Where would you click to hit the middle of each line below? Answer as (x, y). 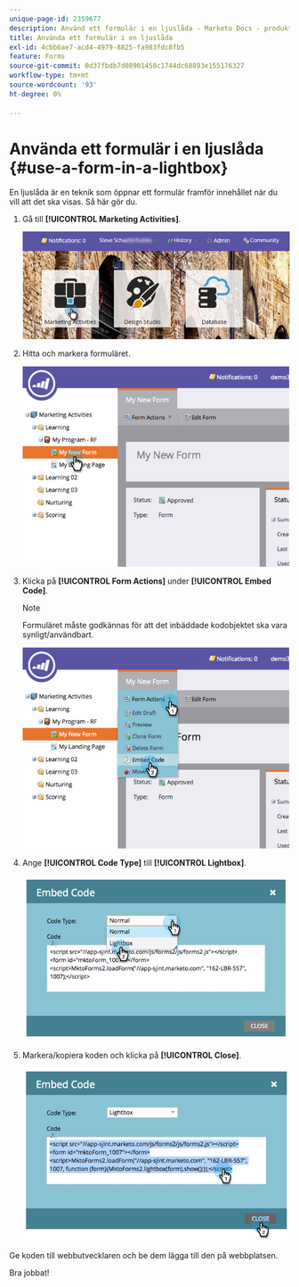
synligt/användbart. (58, 635)
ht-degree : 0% (36, 94)
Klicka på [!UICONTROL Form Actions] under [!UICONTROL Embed (146, 581)
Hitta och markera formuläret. (76, 353)
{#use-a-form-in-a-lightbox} (119, 167)
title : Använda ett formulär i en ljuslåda (91, 37)
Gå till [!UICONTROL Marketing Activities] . (101, 220)
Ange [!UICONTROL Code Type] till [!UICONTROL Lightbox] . (134, 862)
